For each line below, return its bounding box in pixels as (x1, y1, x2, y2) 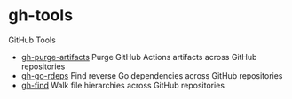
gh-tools (8, 5, 73, 26)
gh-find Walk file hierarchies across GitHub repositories (20, 80, 225, 90)
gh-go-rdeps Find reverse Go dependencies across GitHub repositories (20, 70, 283, 80)
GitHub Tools (8, 34, 57, 45)
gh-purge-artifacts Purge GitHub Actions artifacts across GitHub (20, 51, 257, 62)
